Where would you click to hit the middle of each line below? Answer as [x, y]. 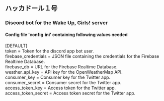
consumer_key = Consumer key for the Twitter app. [58, 77]
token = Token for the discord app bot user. [50, 51]
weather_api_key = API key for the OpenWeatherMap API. [64, 72]
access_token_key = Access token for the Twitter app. [60, 88]
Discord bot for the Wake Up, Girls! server [57, 23]
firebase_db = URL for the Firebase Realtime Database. [61, 67]
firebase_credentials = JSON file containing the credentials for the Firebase [82, 56]
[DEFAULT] [16, 46]
